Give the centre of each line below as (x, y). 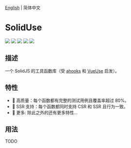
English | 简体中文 (23, 8)
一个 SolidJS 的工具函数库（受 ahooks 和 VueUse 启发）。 (62, 71)
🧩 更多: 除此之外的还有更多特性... (45, 112)
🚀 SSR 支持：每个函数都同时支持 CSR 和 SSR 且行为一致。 (70, 106)
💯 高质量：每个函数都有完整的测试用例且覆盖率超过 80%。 (71, 100)
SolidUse (24, 28)
